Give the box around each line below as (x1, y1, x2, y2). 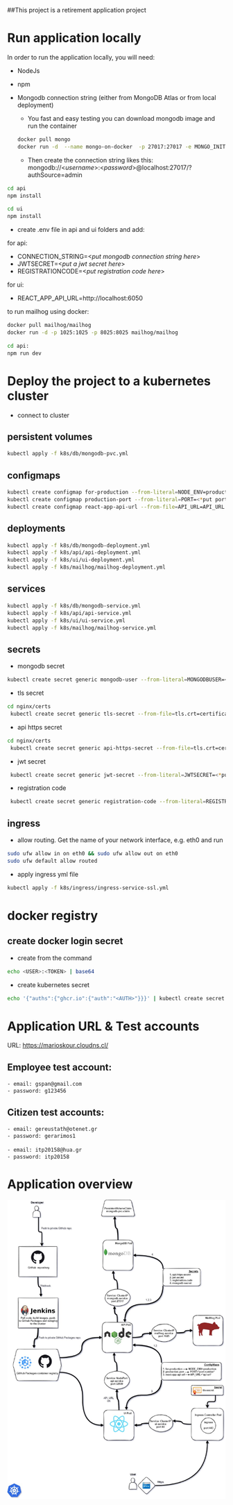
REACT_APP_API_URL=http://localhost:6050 (17, 294, 144, 303)
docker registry (7, 907, 98, 923)
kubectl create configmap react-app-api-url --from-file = (7, 503, 178, 510)
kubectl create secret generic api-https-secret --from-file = (10, 744, 194, 752)
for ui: (7, 280, 24, 289)
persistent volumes (7, 431, 93, 443)
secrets (7, 644, 41, 655)
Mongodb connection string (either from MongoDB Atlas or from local (17, 93, 216, 101)
